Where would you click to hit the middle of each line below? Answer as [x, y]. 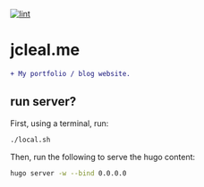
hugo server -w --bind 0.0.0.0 [68, 173]
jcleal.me [45, 50]
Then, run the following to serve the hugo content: [103, 157]
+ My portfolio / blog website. [70, 73]
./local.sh [30, 140]
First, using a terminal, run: [59, 123]
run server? [43, 102]
